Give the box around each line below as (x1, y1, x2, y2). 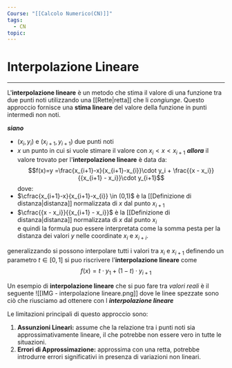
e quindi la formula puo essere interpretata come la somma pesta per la (17, 224, 221, 232)
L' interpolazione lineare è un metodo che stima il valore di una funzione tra (7, 89, 222, 97)
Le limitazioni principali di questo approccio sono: (7, 309, 148, 318)
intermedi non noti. (7, 111, 61, 119)
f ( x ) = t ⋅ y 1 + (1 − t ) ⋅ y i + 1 (80, 266, 152, 277)
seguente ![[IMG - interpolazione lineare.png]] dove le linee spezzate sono (7, 288, 220, 297)
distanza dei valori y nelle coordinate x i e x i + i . (17, 232, 148, 242)
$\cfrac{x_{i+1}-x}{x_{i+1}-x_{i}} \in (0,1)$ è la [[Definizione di (17, 192, 192, 200)
